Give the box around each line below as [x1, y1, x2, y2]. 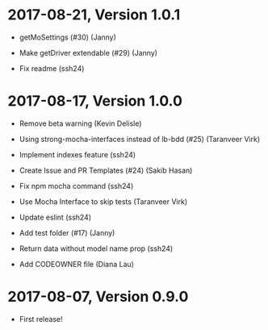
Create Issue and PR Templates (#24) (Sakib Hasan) [19, 165, 193, 175]
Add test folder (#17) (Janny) [19, 228, 115, 237]
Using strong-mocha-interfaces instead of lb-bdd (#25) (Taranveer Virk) [19, 134, 261, 144]
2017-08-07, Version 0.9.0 [7, 288, 189, 306]
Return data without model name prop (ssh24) [19, 244, 174, 253]
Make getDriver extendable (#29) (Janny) [19, 48, 158, 57]
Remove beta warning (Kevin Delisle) [19, 119, 142, 128]
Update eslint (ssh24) [19, 212, 92, 222]
